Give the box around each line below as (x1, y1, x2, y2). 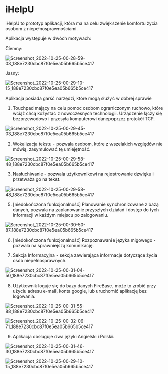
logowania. (12, 293, 36, 299)
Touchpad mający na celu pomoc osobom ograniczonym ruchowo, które (12, 105, 163, 111)
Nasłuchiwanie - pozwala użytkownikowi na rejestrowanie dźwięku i (12, 171, 154, 177)
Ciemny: (5, 45, 23, 51)
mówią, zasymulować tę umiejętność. (12, 146, 91, 152)
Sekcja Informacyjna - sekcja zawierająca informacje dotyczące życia (12, 252, 158, 258)
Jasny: (5, 70, 19, 76)
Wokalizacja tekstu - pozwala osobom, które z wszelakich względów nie (12, 141, 163, 147)
